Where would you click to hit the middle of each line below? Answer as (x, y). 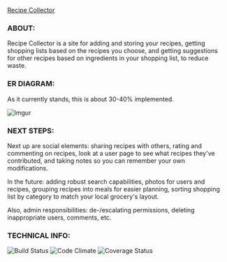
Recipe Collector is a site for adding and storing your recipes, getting (106, 43)
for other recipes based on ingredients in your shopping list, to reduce (108, 58)
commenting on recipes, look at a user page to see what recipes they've (111, 153)
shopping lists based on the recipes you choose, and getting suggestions (113, 51)
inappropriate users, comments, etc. (59, 217)
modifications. (28, 168)
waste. (17, 66)
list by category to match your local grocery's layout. (83, 196)
